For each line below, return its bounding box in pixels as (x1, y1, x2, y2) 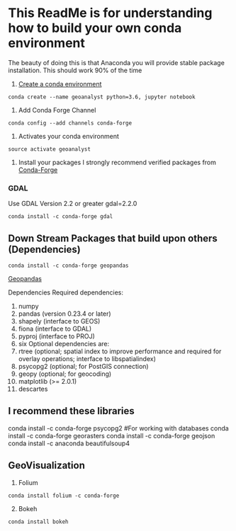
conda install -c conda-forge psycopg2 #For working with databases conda (8, 423, 229, 433)
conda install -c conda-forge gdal (8, 213, 113, 220)
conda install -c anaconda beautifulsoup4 (8, 439, 130, 447)
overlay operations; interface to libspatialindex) (18, 355, 157, 363)
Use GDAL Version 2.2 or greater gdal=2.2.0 (8, 200, 137, 208)
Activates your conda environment (18, 132, 119, 140)
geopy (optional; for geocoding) (18, 370, 112, 378)
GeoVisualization (8, 459, 86, 472)
